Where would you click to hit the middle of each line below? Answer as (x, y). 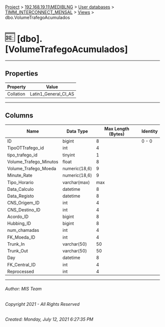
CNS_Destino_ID (24, 210)
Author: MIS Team (23, 289)
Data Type (77, 131)
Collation (16, 94)
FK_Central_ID (21, 264)
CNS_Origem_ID (23, 203)
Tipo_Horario (20, 182)
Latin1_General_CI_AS (52, 94)
